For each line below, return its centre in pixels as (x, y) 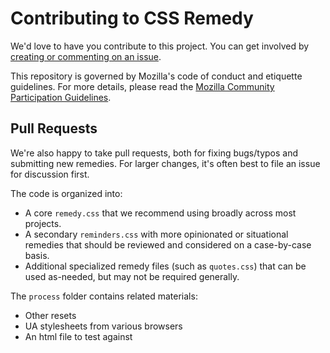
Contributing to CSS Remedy (132, 18)
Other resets (50, 315)
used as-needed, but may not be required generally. (132, 276)
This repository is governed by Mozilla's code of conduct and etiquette (156, 76)
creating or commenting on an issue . (86, 56)
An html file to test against (78, 336)
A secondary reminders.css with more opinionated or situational (156, 234)
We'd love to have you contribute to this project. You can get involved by (160, 46)
